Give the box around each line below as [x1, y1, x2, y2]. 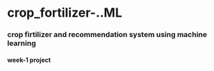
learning [7, 38, 36, 48]
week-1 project [7, 56, 51, 64]
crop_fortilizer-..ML [7, 5, 123, 21]
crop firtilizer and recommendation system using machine [7, 30, 207, 40]
